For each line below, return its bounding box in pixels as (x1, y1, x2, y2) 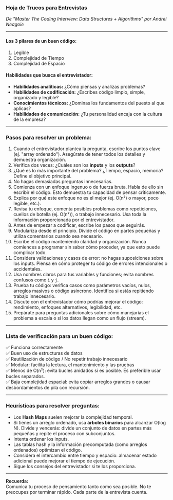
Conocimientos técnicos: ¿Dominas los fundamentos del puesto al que (13, 100, 165, 106)
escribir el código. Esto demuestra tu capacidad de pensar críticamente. (13, 189, 166, 195)
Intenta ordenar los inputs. (13, 436, 69, 442)
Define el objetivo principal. (13, 173, 71, 179)
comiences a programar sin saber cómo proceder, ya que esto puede (13, 244, 160, 250)
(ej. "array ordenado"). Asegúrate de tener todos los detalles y (13, 151, 145, 157)
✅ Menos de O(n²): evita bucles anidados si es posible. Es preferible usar (6, 367, 161, 374)
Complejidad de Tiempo (13, 55, 65, 61)
